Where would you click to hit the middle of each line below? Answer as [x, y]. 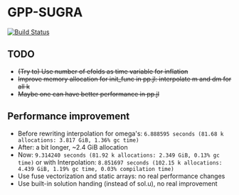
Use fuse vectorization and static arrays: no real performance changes [121, 176]
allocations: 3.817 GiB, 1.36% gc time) [78, 140]
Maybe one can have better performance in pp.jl [89, 94]
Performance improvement [69, 117]
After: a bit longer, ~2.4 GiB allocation [73, 147]
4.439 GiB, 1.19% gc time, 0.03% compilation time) [96, 169]
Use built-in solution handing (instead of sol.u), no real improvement [117, 183]
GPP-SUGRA [45, 12]
